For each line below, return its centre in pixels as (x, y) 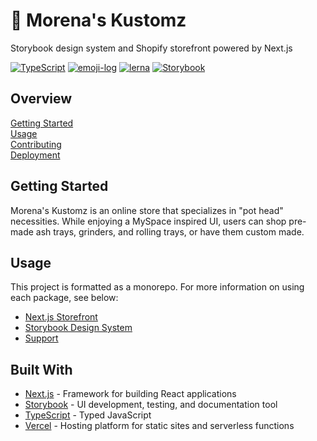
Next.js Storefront (61, 317)
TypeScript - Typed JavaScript (88, 415)
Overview (41, 99)
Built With (41, 369)
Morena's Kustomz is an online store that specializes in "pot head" (147, 210)
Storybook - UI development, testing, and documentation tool (151, 405)
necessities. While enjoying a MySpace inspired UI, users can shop (148, 221)
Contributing (36, 144)
